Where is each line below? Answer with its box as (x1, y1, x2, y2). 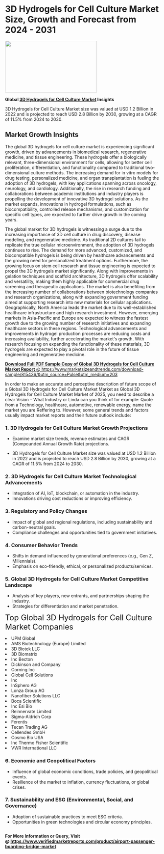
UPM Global (11, 635, 36, 641)
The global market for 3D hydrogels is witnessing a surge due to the (5, 226, 142, 232)
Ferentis (11, 719, 28, 725)
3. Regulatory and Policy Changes (5, 508, 88, 515)
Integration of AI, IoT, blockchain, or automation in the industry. (12, 490, 140, 496)
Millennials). (12, 558, 37, 564)
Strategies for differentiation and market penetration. (12, 603, 119, 609)
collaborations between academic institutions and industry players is (5, 191, 143, 196)
